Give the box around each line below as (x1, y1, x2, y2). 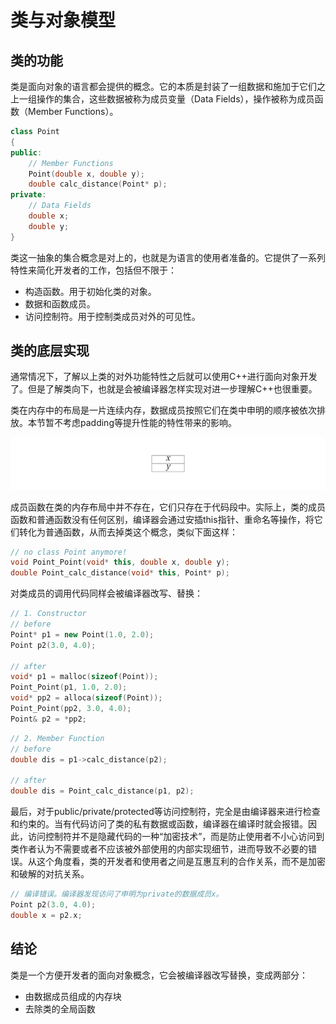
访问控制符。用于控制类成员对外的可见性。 (24, 310, 201, 322)
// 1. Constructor (10, 609, 87, 619)
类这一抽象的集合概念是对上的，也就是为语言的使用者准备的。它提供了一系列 (10, 251, 326, 263)
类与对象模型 (10, 9, 117, 32)
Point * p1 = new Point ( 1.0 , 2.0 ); (10, 629, 155, 640)
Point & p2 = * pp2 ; (10, 714, 87, 724)
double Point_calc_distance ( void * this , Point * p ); (10, 568, 230, 578)
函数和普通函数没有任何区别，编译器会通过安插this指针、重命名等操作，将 (10, 513, 315, 525)
